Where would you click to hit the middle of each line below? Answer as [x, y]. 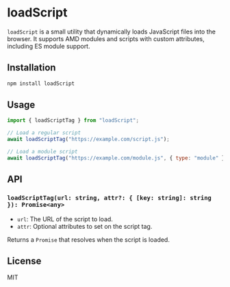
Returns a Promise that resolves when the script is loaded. [88, 239]
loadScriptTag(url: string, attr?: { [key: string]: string [110, 198]
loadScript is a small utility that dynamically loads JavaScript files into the [111, 32]
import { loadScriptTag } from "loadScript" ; [73, 121]
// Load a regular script [44, 133]
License [24, 261]
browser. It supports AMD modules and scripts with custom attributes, [106, 38]
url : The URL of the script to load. [65, 219]
